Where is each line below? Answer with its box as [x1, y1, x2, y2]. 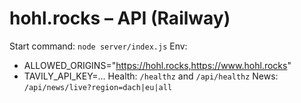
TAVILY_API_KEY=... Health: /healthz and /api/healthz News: [23, 70, 279, 82]
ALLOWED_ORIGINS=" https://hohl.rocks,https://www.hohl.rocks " [23, 59, 292, 71]
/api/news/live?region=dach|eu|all [23, 82, 173, 92]
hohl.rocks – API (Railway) [9, 7, 231, 30]
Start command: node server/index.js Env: [9, 40, 188, 52]
